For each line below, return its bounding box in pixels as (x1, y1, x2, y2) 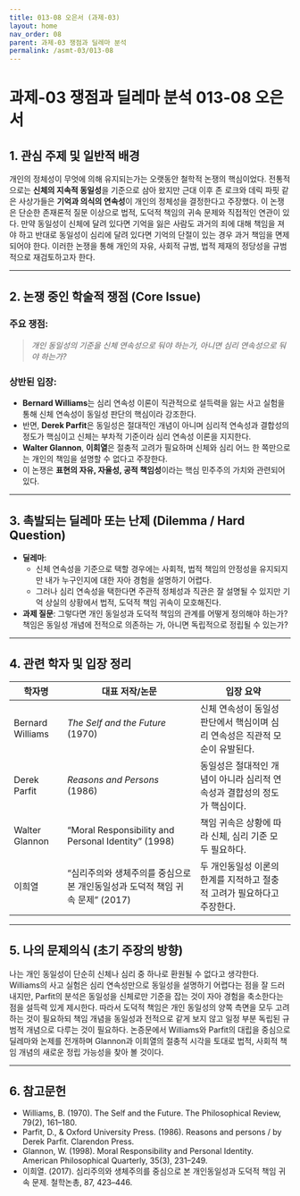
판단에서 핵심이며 (200, 716, 270, 729)
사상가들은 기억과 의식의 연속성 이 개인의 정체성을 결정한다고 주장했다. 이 (18, 196, 269, 206)
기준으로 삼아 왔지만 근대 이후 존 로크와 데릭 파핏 (110, 185, 279, 196)
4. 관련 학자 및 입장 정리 (9, 656, 132, 671)
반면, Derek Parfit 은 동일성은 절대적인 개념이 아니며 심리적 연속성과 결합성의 (21, 420, 290, 431)
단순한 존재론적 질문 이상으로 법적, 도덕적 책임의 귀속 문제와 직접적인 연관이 (18, 207, 281, 218)
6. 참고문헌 (9, 1083, 67, 1099)
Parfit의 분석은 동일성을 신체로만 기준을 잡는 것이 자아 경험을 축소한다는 (35, 990, 284, 1001)
